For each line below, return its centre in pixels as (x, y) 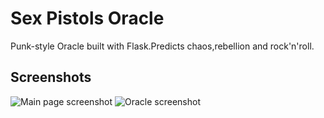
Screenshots (51, 77)
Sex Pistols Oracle (87, 18)
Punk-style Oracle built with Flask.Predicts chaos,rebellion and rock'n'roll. (162, 46)
